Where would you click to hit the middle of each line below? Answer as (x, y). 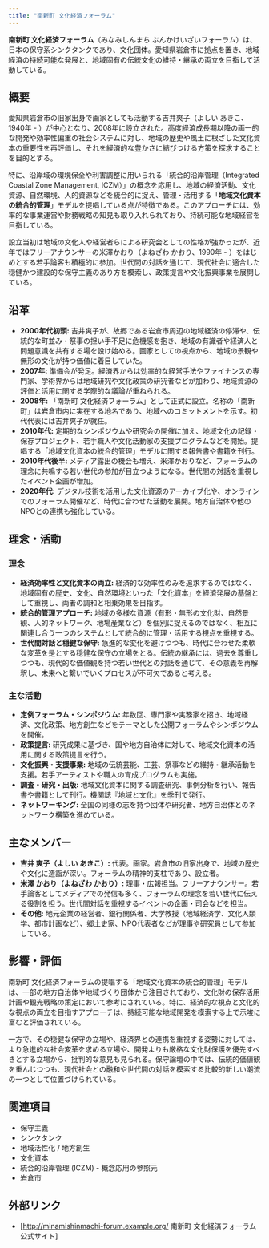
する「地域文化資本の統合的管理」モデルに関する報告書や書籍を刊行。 (143, 451)
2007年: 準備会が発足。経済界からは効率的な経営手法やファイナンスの (136, 371)
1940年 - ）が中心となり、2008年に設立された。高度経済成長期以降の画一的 (134, 128)
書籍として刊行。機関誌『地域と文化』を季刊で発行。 (122, 795)
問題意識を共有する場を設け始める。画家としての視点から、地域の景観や (139, 351)
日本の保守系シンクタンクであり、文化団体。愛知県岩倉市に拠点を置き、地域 (134, 50)
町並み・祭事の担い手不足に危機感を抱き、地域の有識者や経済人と (150, 341)
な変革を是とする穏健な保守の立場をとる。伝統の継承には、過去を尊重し (139, 652)
